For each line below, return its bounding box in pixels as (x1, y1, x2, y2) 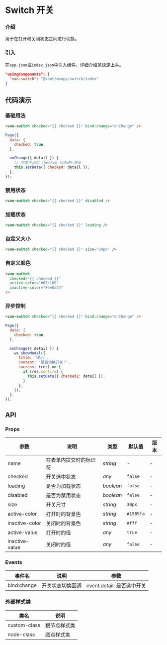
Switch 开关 (5, 4, 54, 16)
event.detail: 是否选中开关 (86, 582, 147, 589)
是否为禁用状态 (46, 492, 81, 499)
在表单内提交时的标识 (46, 456, 96, 463)
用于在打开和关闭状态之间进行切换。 (5, 36, 80, 42)
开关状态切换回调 (41, 582, 82, 589)
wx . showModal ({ (14, 350, 46, 356)
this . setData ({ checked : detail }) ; (14, 165, 90, 170)
